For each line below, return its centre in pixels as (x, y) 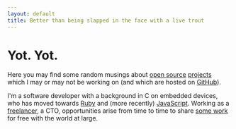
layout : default (31, 14)
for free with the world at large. (52, 118)
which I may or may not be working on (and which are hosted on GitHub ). (114, 82)
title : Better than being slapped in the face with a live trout (106, 20)
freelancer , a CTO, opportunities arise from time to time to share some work (118, 111)
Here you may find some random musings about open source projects (109, 75)
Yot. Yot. (33, 55)
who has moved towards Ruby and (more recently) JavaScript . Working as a (118, 104)
